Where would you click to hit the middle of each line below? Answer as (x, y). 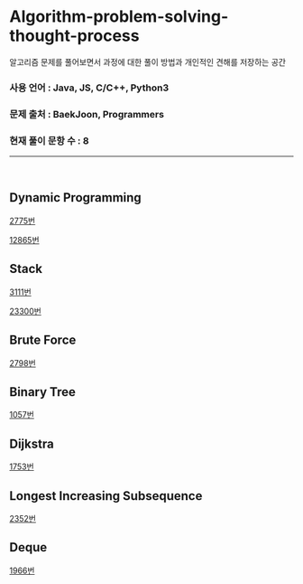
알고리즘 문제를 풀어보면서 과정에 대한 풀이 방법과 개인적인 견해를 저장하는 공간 (148, 61)
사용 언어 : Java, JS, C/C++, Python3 (89, 88)
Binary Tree (43, 392)
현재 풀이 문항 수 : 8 (49, 140)
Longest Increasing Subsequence (106, 496)
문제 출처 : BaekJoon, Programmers (87, 114)
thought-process (74, 36)
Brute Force (43, 340)
